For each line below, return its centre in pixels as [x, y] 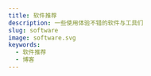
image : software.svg [43, 38]
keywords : [25, 45]
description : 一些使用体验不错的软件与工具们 [76, 23]
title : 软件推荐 [33, 15]
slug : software [33, 30]
